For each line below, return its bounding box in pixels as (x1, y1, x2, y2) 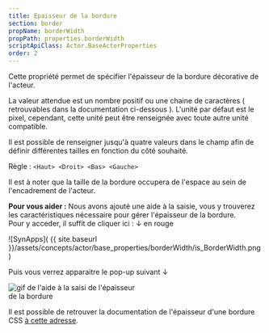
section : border (8, 19, 63, 27)
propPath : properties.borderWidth (8, 34, 125, 43)
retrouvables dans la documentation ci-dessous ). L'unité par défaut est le (8, 104, 254, 114)
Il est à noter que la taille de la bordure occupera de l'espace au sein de (8, 177, 246, 187)
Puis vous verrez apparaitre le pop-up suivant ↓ (8, 268, 169, 276)
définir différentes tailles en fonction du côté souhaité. (8, 146, 188, 155)
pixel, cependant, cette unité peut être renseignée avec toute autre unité (8, 113, 249, 122)
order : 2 (8, 49, 38, 57)
